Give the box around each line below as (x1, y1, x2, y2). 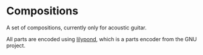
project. (6, 42, 26, 49)
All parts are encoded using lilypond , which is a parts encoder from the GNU (6, 35, 197, 42)
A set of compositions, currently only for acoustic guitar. (6, 24, 147, 31)
